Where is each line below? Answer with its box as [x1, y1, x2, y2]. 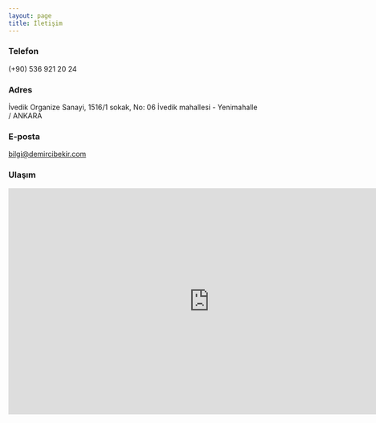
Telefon [8, 46, 39, 57]
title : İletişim [8, 19, 63, 27]
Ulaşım [8, 170, 36, 181]
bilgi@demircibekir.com [8, 150, 87, 159]
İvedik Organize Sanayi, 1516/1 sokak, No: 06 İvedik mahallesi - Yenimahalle [8, 102, 258, 113]
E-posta [8, 131, 40, 142]
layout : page [8, 11, 52, 20]
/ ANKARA [8, 111, 43, 121]
